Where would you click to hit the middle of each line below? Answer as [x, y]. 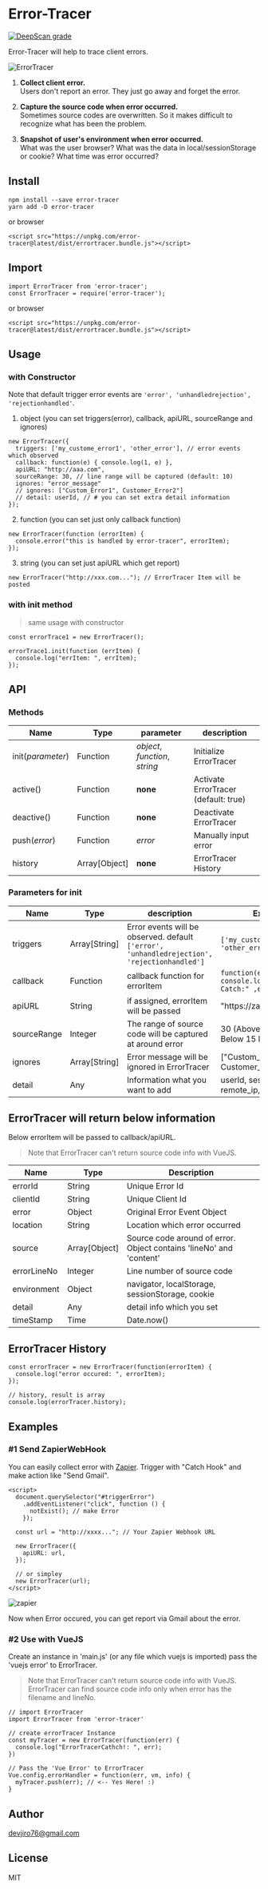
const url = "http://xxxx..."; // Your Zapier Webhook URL [116, 1532]
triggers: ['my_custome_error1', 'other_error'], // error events [128, 449]
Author [26, 1814]
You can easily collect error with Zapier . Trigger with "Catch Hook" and [125, 1466]
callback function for [166, 976]
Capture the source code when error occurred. [99, 106]
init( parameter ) [41, 756]
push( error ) [34, 840]
